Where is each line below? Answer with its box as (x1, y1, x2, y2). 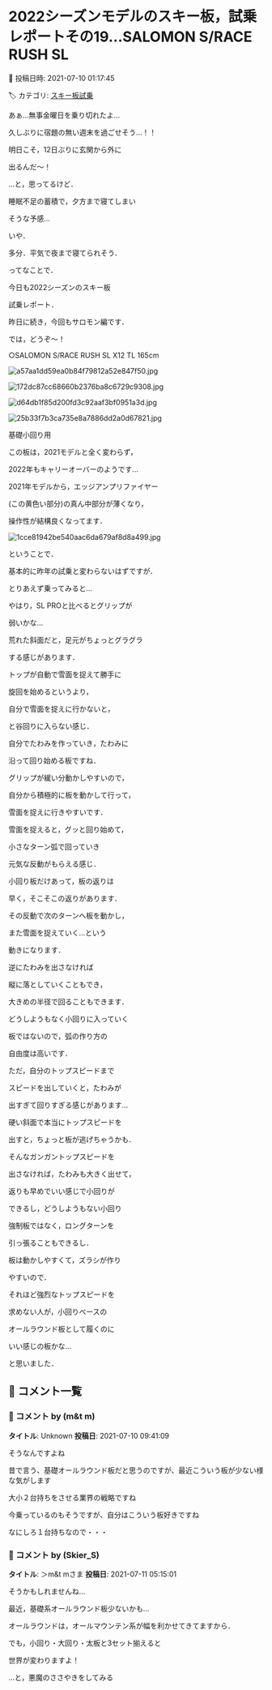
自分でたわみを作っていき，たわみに (8, 738, 129, 748)
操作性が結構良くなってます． (8, 516, 108, 525)
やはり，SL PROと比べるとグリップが (8, 601, 133, 610)
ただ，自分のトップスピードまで (8, 1065, 115, 1075)
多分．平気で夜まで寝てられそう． (8, 248, 121, 258)
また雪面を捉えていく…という (8, 927, 107, 937)
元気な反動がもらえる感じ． (8, 858, 101, 868)
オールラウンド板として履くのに (8, 1324, 115, 1333)
